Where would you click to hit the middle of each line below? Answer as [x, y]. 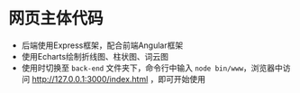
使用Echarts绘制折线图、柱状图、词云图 [95, 56]
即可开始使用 [182, 79]
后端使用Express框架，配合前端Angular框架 [102, 45]
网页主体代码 [56, 19]
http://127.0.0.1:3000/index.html [90, 79]
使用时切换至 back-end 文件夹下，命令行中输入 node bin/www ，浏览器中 [152, 68]
